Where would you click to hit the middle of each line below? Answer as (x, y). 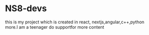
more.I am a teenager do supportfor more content (55, 27)
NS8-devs (26, 9)
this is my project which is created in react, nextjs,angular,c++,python (75, 22)
